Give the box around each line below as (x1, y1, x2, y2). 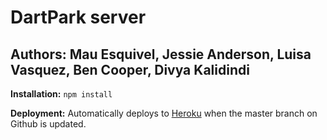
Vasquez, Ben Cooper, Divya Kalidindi (10, 61, 250, 78)
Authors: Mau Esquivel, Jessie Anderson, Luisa (10, 46, 312, 63)
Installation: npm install (10, 88, 113, 100)
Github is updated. (10, 118, 87, 130)
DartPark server (10, 6, 147, 29)
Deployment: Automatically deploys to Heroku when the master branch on (10, 107, 318, 119)
